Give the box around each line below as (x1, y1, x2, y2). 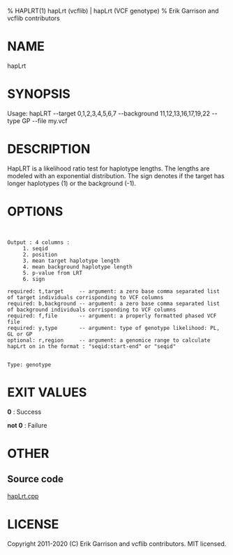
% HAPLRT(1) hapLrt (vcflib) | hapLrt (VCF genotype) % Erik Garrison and (7, 7, 219, 15)
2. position (22, 251, 58, 258)
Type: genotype (7, 361, 52, 368)
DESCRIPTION (7, 141, 91, 157)
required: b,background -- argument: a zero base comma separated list (7, 300, 220, 307)
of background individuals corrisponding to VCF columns (7, 306, 176, 313)
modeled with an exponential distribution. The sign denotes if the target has (7, 171, 225, 180)
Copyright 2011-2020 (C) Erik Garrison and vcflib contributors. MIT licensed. (7, 539, 227, 548)
